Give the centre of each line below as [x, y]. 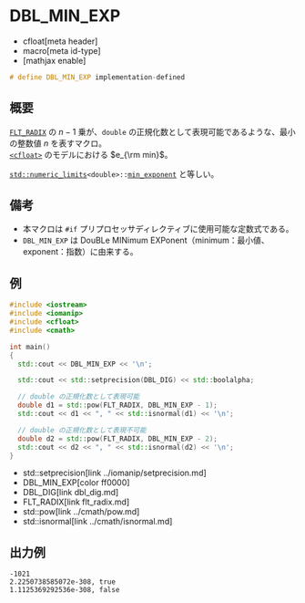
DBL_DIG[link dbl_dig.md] [71, 493]
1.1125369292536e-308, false [65, 590]
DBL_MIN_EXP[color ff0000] [76, 483]
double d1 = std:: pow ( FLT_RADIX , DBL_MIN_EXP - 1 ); [118, 405]
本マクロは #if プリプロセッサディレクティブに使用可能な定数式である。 [158, 229]
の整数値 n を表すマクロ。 [58, 143]
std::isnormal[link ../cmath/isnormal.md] [97, 522]
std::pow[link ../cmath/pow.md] [81, 512]
